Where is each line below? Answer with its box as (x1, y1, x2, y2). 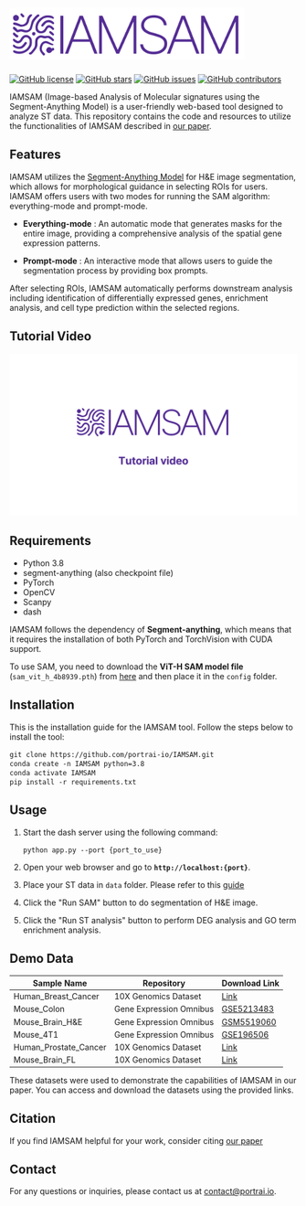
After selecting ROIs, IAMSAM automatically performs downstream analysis (9, 283, 293, 293)
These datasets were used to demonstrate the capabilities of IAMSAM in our (9, 1074, 297, 1085)
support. (9, 643, 42, 654)
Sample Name (32, 977, 88, 988)
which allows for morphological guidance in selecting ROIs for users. (9, 181, 268, 192)
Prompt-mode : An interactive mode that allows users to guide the (22, 255, 273, 266)
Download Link (221, 977, 280, 988)
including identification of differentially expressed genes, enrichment (9, 292, 269, 304)
